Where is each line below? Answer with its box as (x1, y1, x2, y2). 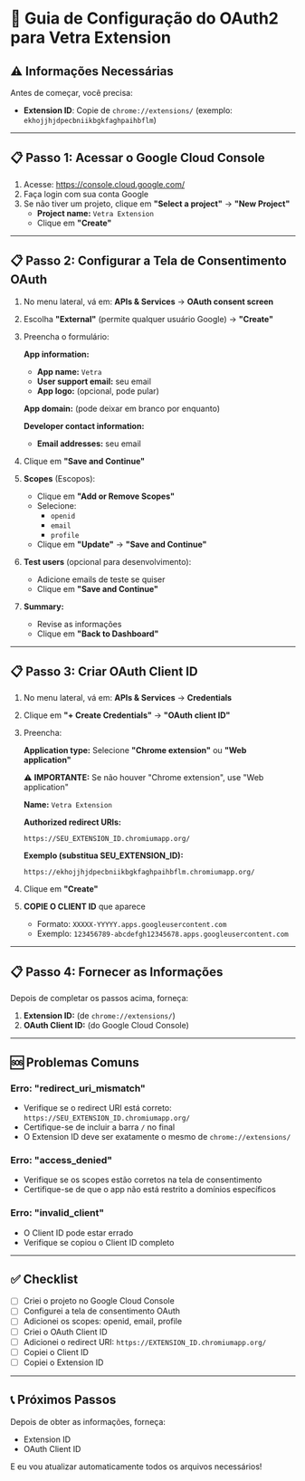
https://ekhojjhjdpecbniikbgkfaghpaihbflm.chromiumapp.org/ (23, 868, 255, 877)
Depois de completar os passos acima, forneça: (10, 993, 189, 1004)
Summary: (23, 601, 64, 612)
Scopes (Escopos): (23, 473, 96, 483)
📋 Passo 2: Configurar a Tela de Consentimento (10, 253, 288, 269)
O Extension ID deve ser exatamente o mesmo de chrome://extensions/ (23, 1131, 291, 1142)
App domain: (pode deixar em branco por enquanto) (23, 403, 221, 414)
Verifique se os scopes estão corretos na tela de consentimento (23, 1174, 262, 1185)
